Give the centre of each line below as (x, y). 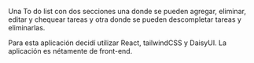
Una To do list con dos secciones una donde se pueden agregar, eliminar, (127, 11)
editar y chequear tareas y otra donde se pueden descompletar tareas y (125, 19)
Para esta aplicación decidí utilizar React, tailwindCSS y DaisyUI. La (117, 43)
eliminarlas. (27, 28)
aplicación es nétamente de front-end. (70, 51)
